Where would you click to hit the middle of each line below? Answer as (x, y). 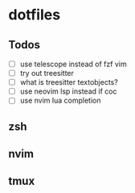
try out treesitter (47, 73)
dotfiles (35, 15)
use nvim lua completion (60, 101)
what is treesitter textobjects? (69, 82)
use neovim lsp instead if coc (68, 91)
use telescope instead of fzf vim (73, 64)
